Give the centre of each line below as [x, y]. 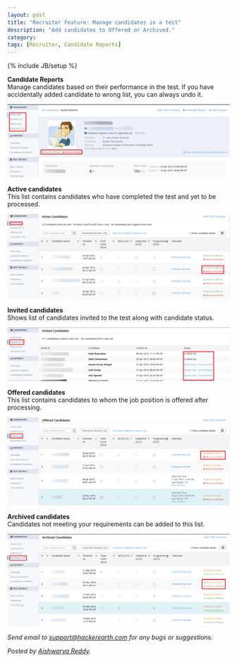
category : [22, 37]
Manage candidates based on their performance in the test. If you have [111, 87]
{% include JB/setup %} [42, 66]
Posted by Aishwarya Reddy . [49, 651]
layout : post [26, 15]
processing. [25, 407]
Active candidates [35, 189]
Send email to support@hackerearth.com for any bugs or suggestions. [110, 637]
